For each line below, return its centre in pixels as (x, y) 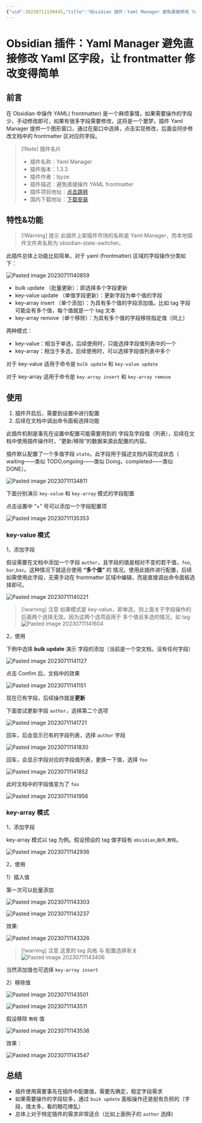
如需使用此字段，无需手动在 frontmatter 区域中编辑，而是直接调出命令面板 (98, 577)
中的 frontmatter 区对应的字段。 (61, 136)
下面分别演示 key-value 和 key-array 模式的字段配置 (70, 493)
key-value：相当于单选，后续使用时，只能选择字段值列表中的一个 (96, 343)
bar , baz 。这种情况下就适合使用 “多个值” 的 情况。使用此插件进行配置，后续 (99, 569)
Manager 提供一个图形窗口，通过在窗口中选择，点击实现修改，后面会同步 (97, 128)
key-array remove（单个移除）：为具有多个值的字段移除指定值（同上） (101, 318)
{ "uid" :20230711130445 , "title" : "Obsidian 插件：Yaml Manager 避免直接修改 (98, 12)
